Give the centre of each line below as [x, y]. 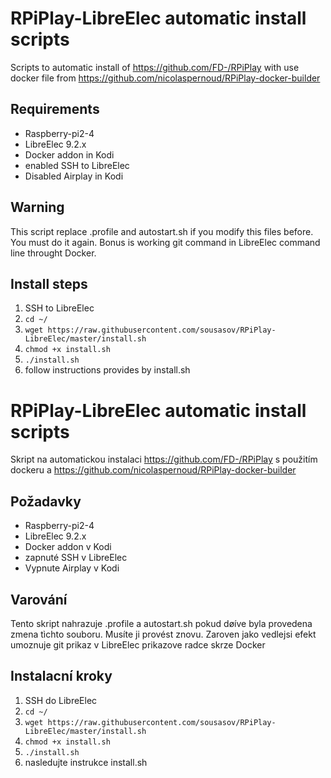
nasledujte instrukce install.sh [86, 762]
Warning [37, 207]
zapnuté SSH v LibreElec [76, 558]
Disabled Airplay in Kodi [74, 176]
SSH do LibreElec [61, 700]
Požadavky [46, 501]
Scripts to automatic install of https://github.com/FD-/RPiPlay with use [155, 67]
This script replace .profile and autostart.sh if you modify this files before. [162, 231]
